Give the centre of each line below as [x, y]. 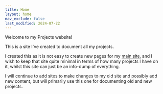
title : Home [17, 10]
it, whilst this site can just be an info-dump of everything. [62, 67]
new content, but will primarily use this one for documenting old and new [79, 81]
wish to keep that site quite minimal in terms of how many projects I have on [81, 61]
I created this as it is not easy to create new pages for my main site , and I [79, 56]
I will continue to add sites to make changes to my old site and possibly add [81, 76]
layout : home [18, 14]
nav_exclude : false [25, 19]
